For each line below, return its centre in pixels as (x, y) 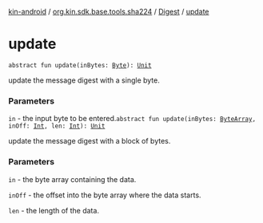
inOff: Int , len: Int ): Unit (57, 126)
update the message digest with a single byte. (84, 80)
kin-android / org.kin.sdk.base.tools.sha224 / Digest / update (109, 12)
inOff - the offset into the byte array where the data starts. (105, 195)
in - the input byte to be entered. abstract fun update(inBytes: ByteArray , (132, 119)
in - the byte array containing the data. (72, 179)
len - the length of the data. (54, 210)
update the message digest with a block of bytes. (90, 141)
